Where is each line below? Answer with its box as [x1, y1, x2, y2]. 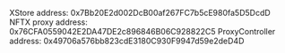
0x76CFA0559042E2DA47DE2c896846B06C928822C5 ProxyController [9, 26, 276, 36]
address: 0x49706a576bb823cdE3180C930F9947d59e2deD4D [9, 35, 245, 46]
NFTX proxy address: [9, 17, 88, 27]
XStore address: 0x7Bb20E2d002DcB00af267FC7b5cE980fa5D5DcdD [9, 8, 271, 18]
